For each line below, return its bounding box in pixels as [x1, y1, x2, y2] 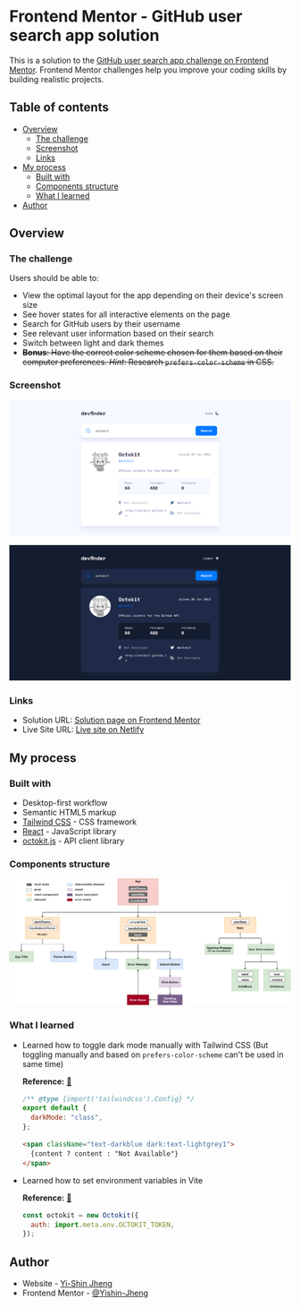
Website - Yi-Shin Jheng [21, 1278, 113, 1289]
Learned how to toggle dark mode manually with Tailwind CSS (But [21, 1039, 269, 1050]
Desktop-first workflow [21, 798, 108, 808]
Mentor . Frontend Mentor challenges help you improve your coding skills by [9, 64, 287, 75]
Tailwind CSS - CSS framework [21, 816, 137, 827]
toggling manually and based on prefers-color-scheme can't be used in [21, 1049, 284, 1060]
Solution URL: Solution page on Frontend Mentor [21, 714, 201, 726]
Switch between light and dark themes [21, 337, 164, 348]
